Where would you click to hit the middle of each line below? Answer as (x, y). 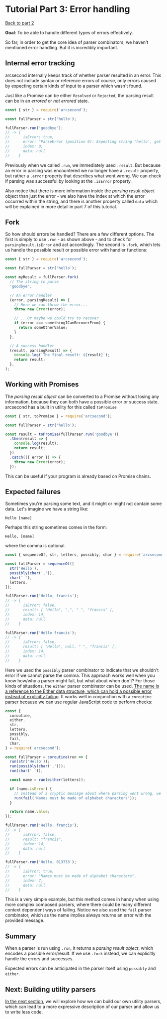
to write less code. (24, 1012)
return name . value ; (30, 812)
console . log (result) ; (36, 444)
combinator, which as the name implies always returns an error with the (78, 915)
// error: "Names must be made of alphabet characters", (71, 876)
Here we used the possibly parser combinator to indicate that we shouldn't (82, 670)
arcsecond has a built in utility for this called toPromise (61, 407)
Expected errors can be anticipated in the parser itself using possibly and (81, 968)
